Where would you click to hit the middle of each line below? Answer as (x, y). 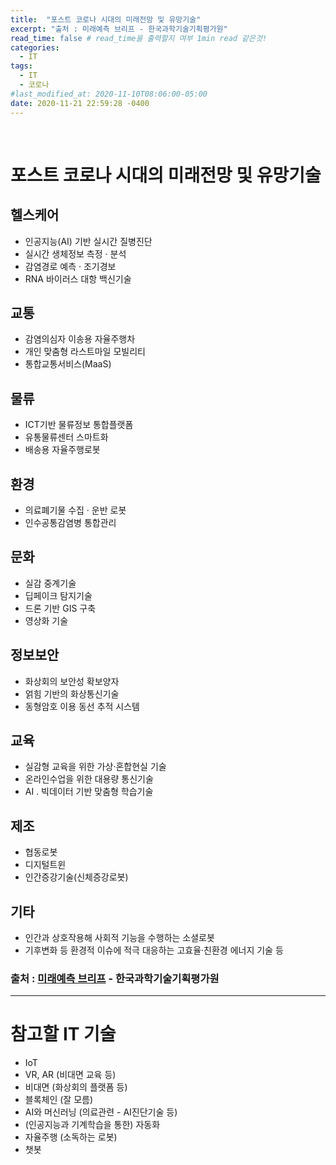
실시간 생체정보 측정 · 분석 (75, 253)
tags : (21, 66)
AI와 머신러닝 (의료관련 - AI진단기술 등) (101, 1112)
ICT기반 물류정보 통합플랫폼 (79, 425)
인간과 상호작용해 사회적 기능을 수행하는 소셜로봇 (119, 937)
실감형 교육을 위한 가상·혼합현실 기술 (95, 767)
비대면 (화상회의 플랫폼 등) (76, 1087)
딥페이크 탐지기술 (58, 595)
